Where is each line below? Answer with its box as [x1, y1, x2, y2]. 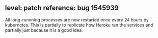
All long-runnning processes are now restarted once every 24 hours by [5, 17, 149, 22]
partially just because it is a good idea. [5, 27, 83, 33]
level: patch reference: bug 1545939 [5, 4, 119, 12]
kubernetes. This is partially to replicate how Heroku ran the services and [5, 22, 154, 28]
